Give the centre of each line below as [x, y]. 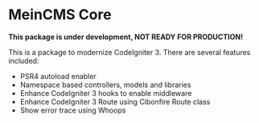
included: [24, 61]
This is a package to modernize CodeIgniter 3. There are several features [129, 52]
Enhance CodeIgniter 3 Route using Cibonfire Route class [115, 101]
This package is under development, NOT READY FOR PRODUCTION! [126, 37]
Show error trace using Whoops [73, 110]
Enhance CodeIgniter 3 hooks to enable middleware [106, 93]
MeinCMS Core [60, 15]
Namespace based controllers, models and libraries [105, 85]
